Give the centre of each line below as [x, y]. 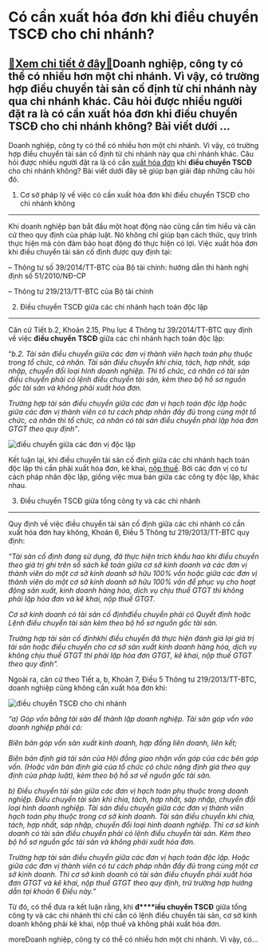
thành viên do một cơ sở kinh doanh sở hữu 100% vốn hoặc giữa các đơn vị [133, 573]
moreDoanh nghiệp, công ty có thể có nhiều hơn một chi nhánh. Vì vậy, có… [133, 939]
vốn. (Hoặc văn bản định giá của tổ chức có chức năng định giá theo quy [130, 767]
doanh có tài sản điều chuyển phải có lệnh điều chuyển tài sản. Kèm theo [130, 833]
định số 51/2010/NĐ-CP [47, 276]
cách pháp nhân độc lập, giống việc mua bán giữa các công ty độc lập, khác [134, 477]
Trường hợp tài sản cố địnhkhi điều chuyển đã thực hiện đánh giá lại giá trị [131, 638]
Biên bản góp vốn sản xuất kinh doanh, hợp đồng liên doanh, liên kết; [123, 743]
